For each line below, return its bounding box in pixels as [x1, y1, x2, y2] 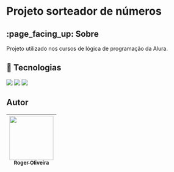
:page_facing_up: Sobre [6, 29, 99, 39]
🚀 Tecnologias [6, 62, 62, 73]
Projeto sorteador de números [6, 4, 162, 18]
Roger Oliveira [13, 159, 49, 166]
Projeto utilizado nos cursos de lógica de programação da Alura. [6, 45, 168, 52]
